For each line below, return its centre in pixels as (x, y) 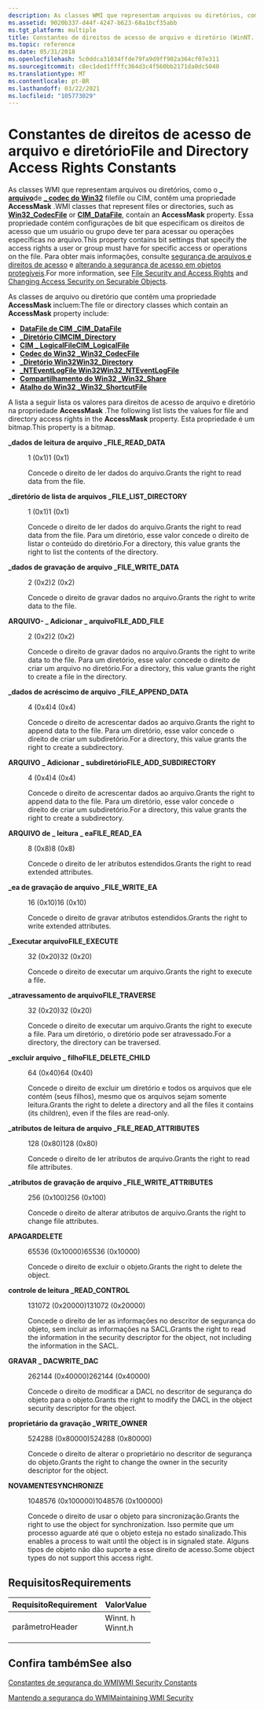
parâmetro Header (45, 1627)
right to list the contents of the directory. (93, 552)
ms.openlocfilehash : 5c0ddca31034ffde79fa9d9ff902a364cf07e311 (114, 60)
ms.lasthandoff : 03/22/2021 (54, 88)
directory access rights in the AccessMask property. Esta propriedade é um (132, 419)
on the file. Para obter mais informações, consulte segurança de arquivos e (130, 257)
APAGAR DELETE (35, 1236)
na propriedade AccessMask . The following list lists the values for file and (128, 411)
